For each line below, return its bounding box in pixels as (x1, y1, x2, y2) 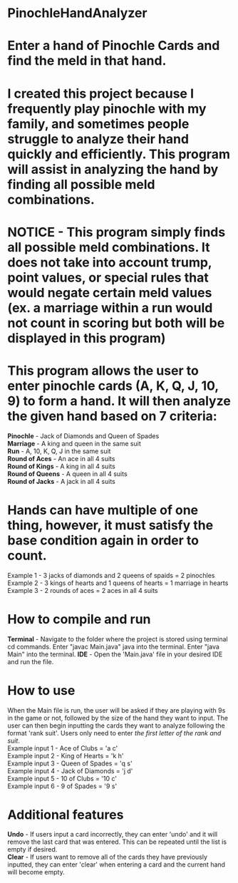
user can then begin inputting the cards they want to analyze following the (7, 721, 226, 730)
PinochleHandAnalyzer (7, 5, 148, 21)
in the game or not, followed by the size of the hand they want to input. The (7, 713, 228, 722)
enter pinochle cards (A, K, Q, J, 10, (7, 378, 219, 393)
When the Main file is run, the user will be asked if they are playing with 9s (7, 706, 226, 714)
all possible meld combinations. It (7, 239, 210, 255)
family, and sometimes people (7, 115, 190, 132)
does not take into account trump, (7, 254, 212, 270)
